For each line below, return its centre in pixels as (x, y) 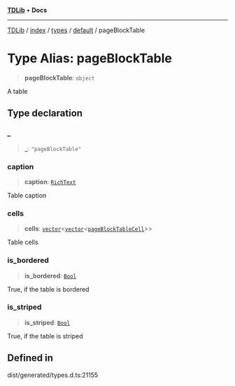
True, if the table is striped (45, 336)
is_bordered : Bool (50, 276)
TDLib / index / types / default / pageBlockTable (76, 30)
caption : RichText (50, 182)
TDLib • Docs (27, 10)
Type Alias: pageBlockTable (90, 58)
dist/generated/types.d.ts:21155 (53, 375)
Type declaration (45, 114)
